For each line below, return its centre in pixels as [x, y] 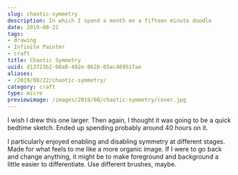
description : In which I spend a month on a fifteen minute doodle [110, 21]
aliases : [20, 73]
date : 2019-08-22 [33, 27]
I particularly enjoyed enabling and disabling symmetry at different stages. [117, 142]
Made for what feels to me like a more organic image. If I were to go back [115, 149]
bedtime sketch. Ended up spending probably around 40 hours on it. [108, 128]
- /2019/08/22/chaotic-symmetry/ [57, 80]
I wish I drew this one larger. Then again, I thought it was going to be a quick [119, 120]
